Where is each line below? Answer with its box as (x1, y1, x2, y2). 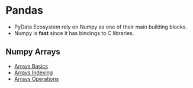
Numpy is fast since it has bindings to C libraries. (14, 29, 134, 36)
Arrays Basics (14, 62, 49, 70)
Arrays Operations (14, 75, 59, 82)
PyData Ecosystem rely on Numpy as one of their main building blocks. (14, 23, 188, 30)
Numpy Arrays (5, 47, 60, 57)
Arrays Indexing (14, 69, 53, 76)
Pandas (5, 4, 44, 17)
